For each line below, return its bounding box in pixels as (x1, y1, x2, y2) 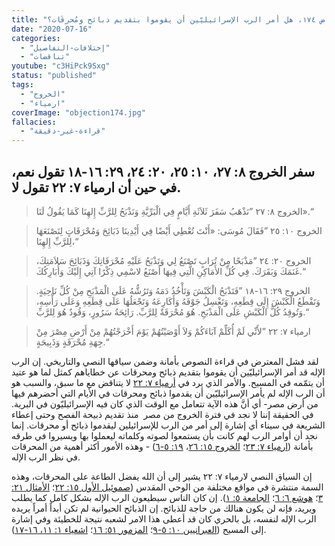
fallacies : (11, 117, 57, 127)
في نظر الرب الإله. (11, 451, 81, 463)
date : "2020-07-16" (11, 24, 93, 34)
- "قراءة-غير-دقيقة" (20, 126, 106, 136)
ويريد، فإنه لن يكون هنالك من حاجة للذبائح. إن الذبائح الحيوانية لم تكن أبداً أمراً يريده (11, 502, 317, 514)
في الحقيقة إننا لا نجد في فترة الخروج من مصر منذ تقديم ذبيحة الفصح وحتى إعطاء (11, 408, 314, 420)
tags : (11, 80, 34, 90)
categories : (11, 33, 61, 43)
